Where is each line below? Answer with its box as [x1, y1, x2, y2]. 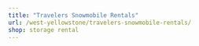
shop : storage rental [8, 26, 79, 34]
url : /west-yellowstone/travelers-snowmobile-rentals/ [8, 19, 192, 27]
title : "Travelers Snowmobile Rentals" [8, 11, 139, 19]
